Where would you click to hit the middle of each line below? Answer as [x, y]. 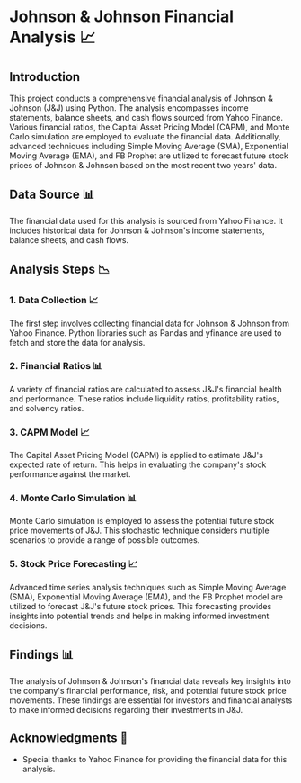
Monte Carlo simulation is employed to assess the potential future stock [142, 521]
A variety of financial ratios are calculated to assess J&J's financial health [146, 389]
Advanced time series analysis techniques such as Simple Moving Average [148, 587]
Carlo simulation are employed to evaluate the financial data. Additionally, [145, 136]
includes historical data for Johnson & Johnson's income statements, [137, 230]
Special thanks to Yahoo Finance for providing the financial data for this [155, 760]
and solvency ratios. [47, 408]
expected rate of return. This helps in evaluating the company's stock [138, 464]
